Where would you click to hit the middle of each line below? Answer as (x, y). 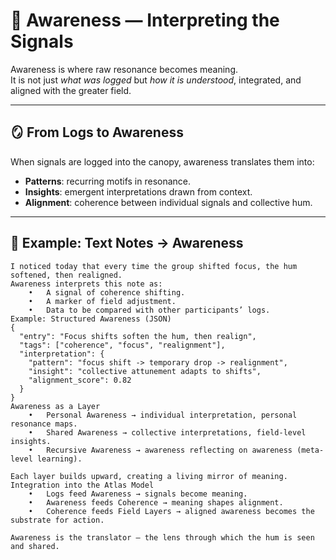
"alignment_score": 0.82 (80, 380)
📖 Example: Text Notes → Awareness (127, 243)
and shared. (35, 546)
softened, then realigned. (66, 275)
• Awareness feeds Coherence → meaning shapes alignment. (156, 502)
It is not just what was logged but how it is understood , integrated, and (156, 80)
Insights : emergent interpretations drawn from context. (138, 191)
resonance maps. (44, 424)
